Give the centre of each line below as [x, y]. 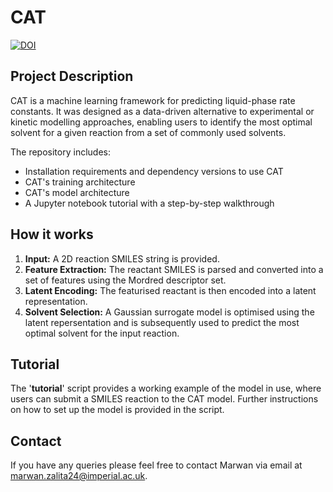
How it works [52, 234]
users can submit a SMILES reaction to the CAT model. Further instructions [164, 399]
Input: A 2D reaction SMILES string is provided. [122, 258]
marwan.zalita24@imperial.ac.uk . [79, 476]
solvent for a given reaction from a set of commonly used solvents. [148, 132]
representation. [56, 301]
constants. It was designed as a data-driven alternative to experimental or [162, 111]
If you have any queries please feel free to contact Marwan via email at [156, 465]
